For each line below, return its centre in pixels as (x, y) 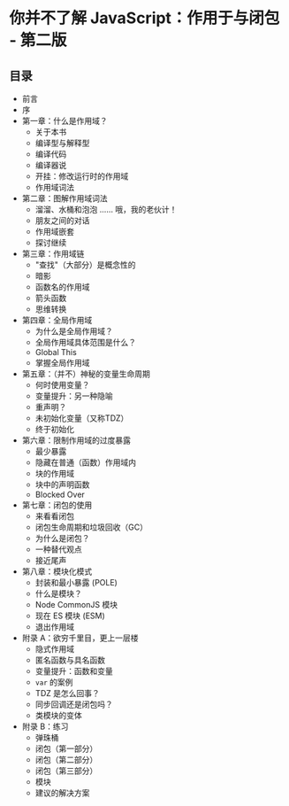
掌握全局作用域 (62, 363)
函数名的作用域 (62, 287)
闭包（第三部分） (66, 771)
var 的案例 (54, 682)
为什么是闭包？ (62, 538)
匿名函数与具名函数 (70, 660)
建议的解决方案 (62, 793)
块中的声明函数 (62, 484)
